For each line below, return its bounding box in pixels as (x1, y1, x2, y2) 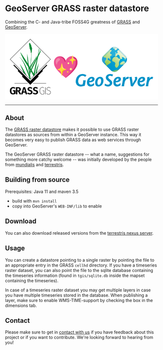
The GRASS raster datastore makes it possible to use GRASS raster (5, 127, 139, 132)
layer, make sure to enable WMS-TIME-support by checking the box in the (5, 297, 153, 303)
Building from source (5, 175, 70, 184)
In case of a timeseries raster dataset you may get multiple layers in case (5, 287, 151, 293)
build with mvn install (12, 198, 57, 204)
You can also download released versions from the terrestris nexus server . (5, 230, 154, 236)
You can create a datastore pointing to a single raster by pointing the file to (5, 257, 154, 263)
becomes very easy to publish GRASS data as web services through (5, 137, 142, 143)
